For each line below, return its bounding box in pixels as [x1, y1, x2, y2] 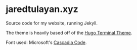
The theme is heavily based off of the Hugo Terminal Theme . [6, 29, 132, 35]
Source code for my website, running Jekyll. [6, 20, 98, 26]
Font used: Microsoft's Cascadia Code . [6, 39, 87, 45]
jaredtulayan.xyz [6, 3, 79, 15]
